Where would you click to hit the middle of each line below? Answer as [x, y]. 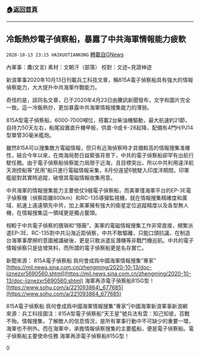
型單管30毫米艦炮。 [30, 135]
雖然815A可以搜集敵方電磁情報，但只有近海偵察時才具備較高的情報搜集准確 [98, 148]
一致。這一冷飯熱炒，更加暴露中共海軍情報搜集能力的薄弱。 [79, 108]
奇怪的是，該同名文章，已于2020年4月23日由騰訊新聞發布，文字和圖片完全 [98, 100]
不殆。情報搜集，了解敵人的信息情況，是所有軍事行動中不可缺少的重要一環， [100, 321]
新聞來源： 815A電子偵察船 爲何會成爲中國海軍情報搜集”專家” [81, 260]
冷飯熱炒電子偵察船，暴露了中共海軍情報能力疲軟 [96, 39]
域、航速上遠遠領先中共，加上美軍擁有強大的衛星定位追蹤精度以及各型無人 [97, 205]
